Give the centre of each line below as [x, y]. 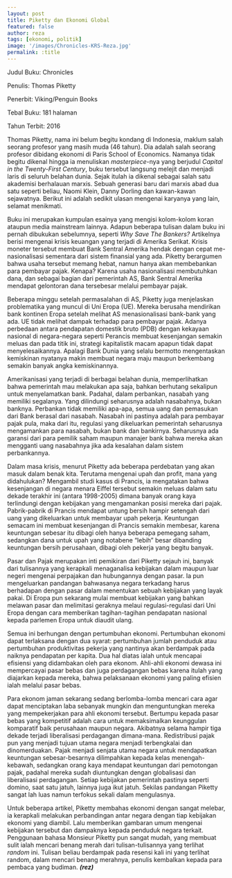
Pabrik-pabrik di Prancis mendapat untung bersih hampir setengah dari [108, 511]
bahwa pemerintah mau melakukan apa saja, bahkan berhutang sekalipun [113, 386]
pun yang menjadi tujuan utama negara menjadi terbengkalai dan [100, 743]
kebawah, [21, 765]
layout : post [26, 14]
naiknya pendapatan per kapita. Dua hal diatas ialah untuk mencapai [105, 655]
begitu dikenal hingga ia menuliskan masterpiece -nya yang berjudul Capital [115, 161]
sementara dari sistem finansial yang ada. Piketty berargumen [134, 256]
